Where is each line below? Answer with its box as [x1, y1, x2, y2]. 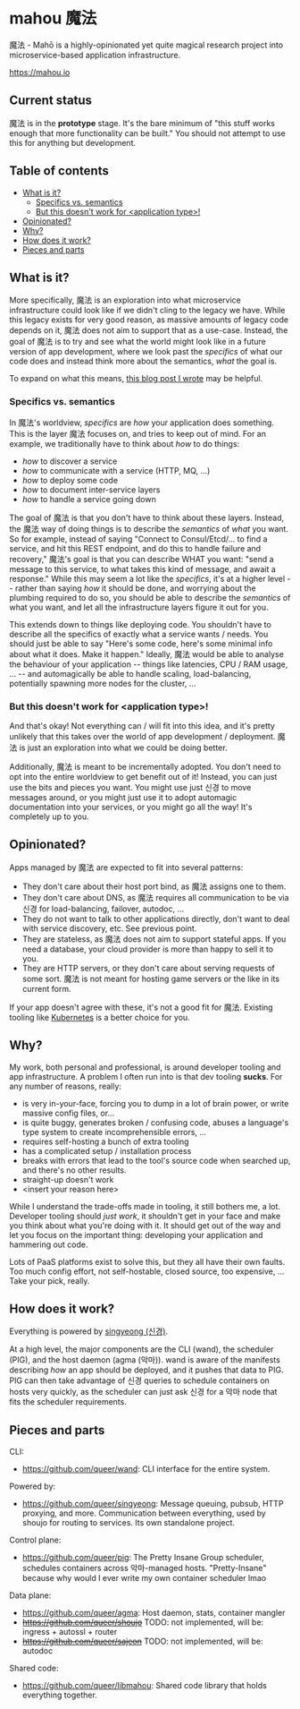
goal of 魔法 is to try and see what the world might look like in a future [9, 337, 266, 347]
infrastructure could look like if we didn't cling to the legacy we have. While [9, 305, 286, 316]
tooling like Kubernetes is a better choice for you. [9, 1012, 190, 1022]
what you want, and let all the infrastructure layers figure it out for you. [9, 602, 269, 612]
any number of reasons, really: [9, 1081, 122, 1091]
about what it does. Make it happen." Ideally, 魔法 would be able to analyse [9, 648, 284, 659]
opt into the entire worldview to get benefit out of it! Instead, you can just [9, 771, 278, 782]
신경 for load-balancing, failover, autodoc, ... [21, 903, 185, 914]
